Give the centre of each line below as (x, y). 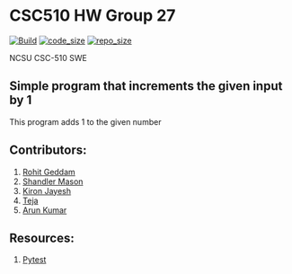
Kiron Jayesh (47, 190)
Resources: (42, 238)
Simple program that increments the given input (146, 86)
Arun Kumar (44, 210)
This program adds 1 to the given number (85, 121)
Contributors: (48, 150)
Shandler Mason (53, 181)
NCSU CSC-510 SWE (48, 57)
